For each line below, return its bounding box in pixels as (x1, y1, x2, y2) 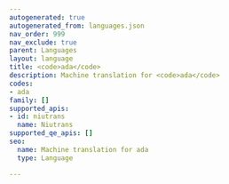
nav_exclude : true (9, 37, 77, 47)
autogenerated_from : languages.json (9, 21, 145, 30)
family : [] (9, 95, 50, 105)
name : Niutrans (17, 121, 74, 130)
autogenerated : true (9, 12, 86, 22)
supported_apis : (9, 104, 69, 113)
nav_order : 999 (9, 29, 66, 38)
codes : (9, 79, 34, 88)
